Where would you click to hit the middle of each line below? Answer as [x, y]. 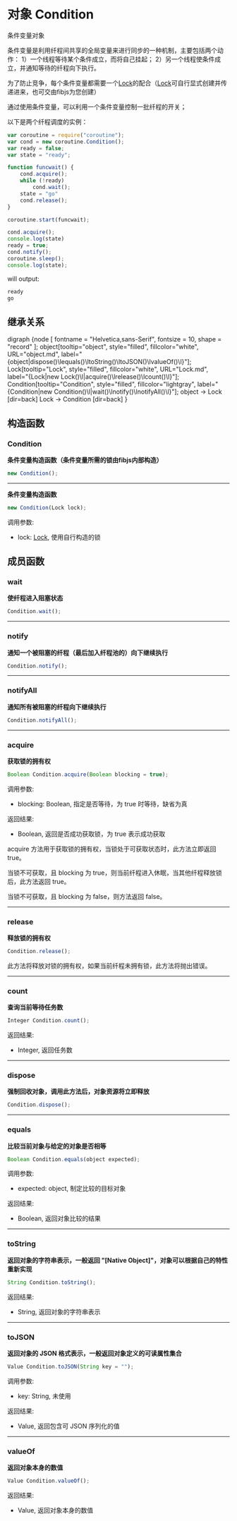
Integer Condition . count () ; [49, 1021]
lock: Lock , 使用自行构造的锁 [59, 537]
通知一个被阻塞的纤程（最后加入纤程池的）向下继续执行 [87, 653]
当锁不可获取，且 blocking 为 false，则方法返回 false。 [87, 896]
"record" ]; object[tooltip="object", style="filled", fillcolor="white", [103, 347]
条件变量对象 [26, 35]
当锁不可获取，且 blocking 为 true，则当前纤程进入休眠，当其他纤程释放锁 [115, 873]
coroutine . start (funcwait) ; [49, 219]
